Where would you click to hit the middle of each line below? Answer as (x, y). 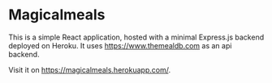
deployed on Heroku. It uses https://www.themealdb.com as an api (120, 45)
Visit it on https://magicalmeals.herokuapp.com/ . (90, 69)
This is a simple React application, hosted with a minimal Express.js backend (136, 37)
